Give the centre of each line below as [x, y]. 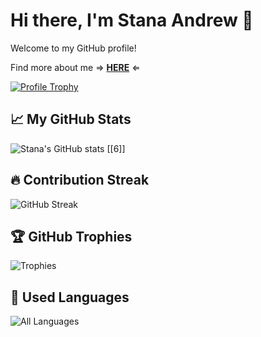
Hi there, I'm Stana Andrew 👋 [132, 20]
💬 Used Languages [70, 297]
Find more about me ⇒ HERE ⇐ [75, 67]
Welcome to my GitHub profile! [73, 48]
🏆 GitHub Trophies [71, 236]
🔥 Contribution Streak [80, 180]
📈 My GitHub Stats [71, 119]
